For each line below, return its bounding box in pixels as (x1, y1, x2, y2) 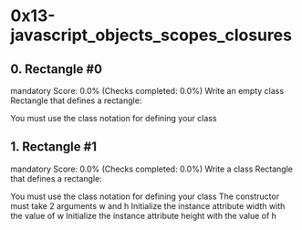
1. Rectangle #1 (10, 139, 97, 155)
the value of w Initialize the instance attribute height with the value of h (10, 210, 277, 221)
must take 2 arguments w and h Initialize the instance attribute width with (10, 200, 286, 211)
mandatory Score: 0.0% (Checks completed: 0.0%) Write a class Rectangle (10, 163, 293, 174)
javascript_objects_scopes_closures (10, 25, 293, 46)
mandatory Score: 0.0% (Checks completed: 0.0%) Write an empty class (10, 86, 285, 96)
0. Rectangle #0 (10, 61, 103, 77)
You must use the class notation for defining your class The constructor (10, 191, 280, 202)
